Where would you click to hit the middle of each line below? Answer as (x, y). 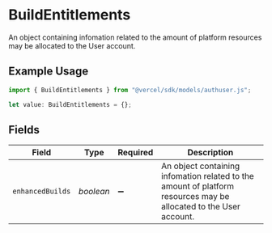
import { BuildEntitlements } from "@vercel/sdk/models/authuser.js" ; (130, 90)
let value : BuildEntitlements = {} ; (70, 104)
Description (210, 153)
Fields (24, 130)
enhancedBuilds (42, 191)
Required (135, 153)
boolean (94, 192)
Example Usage (49, 72)
